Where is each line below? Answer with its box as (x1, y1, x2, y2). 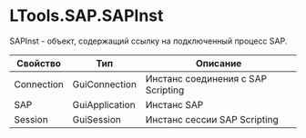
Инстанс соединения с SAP (145, 72, 267, 84)
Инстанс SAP (145, 98, 204, 111)
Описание (195, 56, 242, 69)
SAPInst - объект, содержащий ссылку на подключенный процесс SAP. (9, 35, 288, 46)
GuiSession (72, 113, 121, 125)
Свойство (16, 56, 62, 69)
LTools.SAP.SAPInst (9, 5, 164, 26)
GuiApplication (72, 98, 136, 111)
